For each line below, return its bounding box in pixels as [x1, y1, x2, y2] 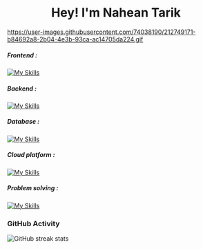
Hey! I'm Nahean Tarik [50, 5, 182, 21]
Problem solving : [7, 184, 59, 192]
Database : [7, 118, 40, 126]
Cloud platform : [7, 151, 55, 159]
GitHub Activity [7, 219, 60, 228]
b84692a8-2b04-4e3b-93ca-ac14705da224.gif [7, 35, 144, 43]
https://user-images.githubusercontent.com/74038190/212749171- [7, 28, 196, 36]
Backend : [7, 84, 37, 93]
